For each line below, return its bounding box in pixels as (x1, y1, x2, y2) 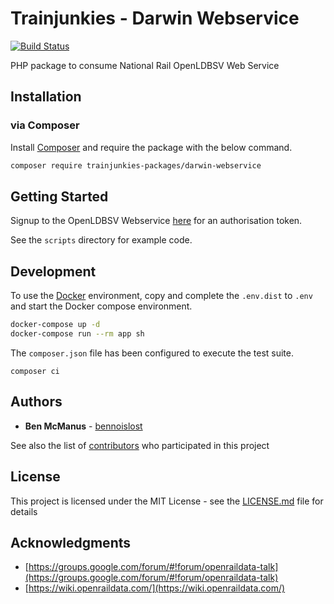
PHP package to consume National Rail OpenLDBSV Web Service (10, 59, 280, 71)
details (10, 505, 38, 517)
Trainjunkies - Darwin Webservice (10, 7, 300, 30)
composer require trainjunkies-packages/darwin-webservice (10, 160, 262, 171)
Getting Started (10, 188, 109, 205)
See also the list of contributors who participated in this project (10, 439, 270, 451)
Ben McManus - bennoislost (24, 420, 143, 432)
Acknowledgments (10, 534, 132, 551)
